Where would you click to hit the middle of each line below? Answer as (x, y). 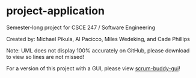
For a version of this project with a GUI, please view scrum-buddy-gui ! (93, 68)
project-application (56, 11)
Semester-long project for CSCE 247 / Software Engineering (81, 27)
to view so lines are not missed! (45, 57)
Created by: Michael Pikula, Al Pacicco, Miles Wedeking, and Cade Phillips (98, 39)
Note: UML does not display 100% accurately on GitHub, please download (98, 50)
